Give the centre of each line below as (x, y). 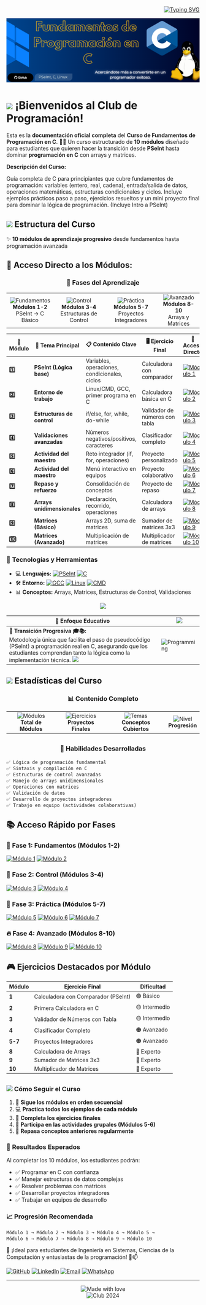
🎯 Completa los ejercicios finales (58, 1118)
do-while (97, 420)
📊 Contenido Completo (103, 699)
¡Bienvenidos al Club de (76, 105)
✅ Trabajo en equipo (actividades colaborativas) (71, 805)
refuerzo (45, 491)
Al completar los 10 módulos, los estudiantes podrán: (73, 1161)
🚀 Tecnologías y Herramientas (52, 560)
